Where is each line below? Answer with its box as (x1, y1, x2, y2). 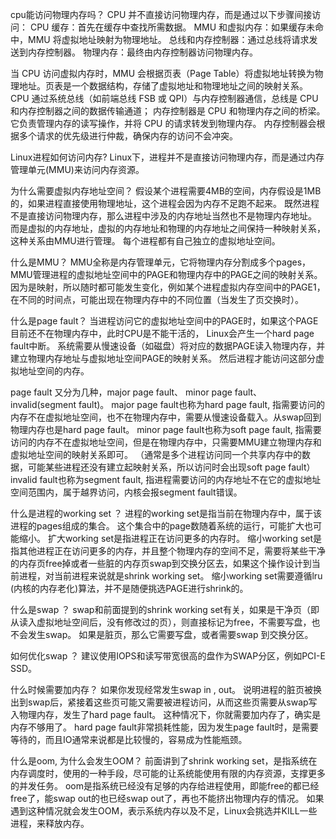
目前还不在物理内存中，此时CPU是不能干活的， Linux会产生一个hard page (10, 328, 315, 339)
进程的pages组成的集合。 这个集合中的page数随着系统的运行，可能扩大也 (10, 520, 313, 532)
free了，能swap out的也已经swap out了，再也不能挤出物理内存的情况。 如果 (10, 793, 325, 804)
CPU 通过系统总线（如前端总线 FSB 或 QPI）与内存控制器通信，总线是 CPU (10, 93, 319, 104)
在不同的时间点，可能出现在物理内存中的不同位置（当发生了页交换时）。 (10, 294, 304, 305)
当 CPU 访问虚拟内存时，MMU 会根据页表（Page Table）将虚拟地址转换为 (10, 68, 315, 79)
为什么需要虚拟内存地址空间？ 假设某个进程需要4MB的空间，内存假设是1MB (10, 185, 322, 197)
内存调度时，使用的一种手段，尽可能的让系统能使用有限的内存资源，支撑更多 (10, 768, 326, 779)
